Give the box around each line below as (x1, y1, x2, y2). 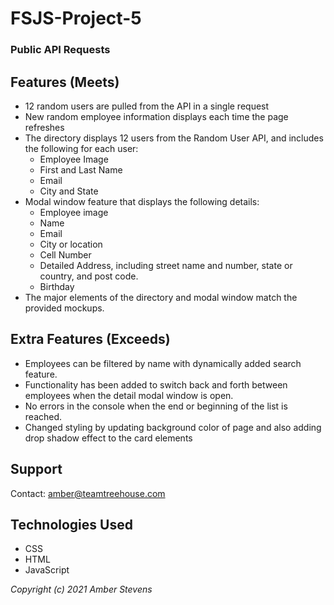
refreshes (24, 121, 65, 133)
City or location (39, 238, 103, 250)
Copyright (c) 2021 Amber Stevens (10, 583, 153, 596)
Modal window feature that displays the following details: (24, 195, 260, 207)
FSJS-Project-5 (10, 7, 142, 30)
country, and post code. (39, 270, 139, 282)
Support (10, 461, 63, 478)
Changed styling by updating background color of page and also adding (24, 421, 322, 433)
